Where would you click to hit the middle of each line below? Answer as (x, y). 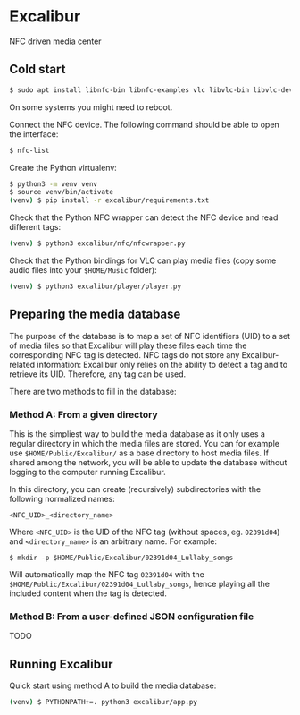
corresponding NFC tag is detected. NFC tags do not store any (125, 354)
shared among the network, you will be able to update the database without (148, 462)
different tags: (35, 227)
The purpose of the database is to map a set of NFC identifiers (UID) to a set (150, 336)
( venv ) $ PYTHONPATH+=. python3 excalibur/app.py (104, 702)
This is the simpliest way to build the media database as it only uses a (137, 434)
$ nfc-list (29, 150)
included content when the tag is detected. (88, 593)
